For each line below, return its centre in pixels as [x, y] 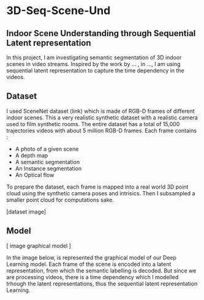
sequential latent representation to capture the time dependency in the [96, 70]
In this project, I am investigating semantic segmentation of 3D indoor [94, 58]
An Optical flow [35, 174]
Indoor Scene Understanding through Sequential [101, 33]
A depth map [32, 155]
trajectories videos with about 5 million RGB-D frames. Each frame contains [102, 130]
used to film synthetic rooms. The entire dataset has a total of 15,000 [93, 124]
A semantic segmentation [47, 162]
